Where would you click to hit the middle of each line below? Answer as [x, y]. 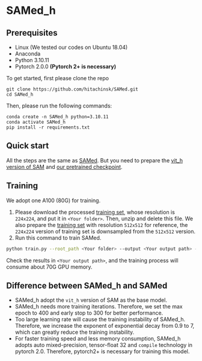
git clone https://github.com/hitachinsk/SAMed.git [72, 89]
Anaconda [28, 54]
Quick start [28, 146]
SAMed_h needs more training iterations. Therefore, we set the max [99, 307]
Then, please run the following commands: [59, 106]
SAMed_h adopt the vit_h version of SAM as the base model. [91, 300]
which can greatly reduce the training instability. [75, 332]
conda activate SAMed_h [36, 122]
